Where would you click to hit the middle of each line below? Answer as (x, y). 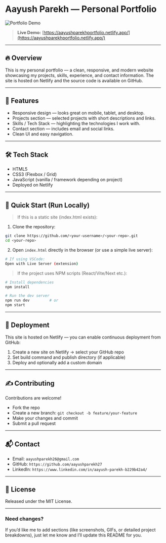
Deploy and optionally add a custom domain (57, 362)
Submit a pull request (34, 423)
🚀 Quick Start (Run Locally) (47, 205)
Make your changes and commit (45, 418)
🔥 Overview (23, 58)
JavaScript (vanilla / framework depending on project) (67, 180)
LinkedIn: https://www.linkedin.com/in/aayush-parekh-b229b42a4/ (80, 469)
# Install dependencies (30, 282)
